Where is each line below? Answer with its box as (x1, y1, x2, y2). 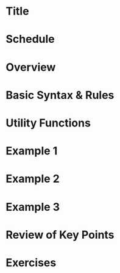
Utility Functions (5, 116, 91, 129)
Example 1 (5, 144, 58, 158)
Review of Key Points (5, 228, 115, 242)
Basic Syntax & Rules (5, 88, 115, 102)
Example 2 (5, 172, 60, 186)
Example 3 (5, 200, 60, 214)
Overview (5, 60, 56, 74)
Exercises (5, 255, 57, 269)
